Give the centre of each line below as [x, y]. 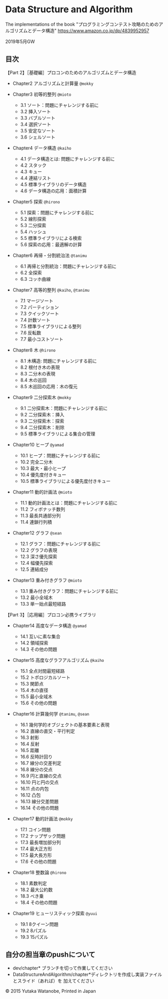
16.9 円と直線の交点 [41, 775]
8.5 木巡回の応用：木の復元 [49, 386]
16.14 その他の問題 [39, 808]
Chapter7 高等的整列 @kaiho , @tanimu [51, 290]
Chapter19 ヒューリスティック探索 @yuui [55, 913]
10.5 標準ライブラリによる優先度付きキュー [65, 481]
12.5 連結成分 [34, 569]
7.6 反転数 [31, 332]
